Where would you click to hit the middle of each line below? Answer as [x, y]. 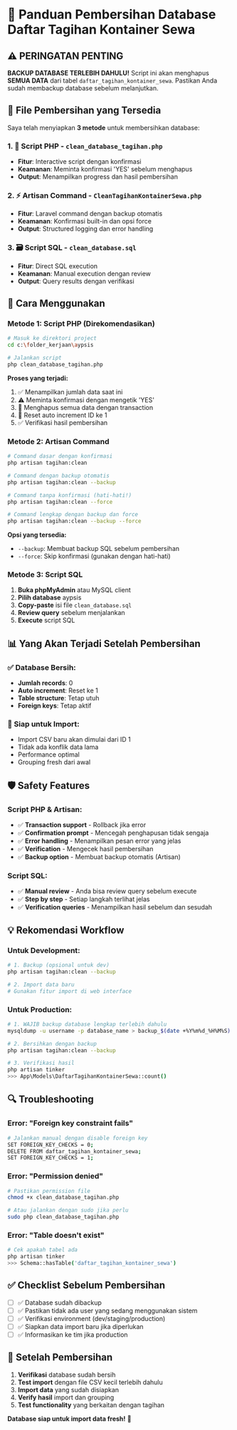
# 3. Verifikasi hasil [41, 1063]
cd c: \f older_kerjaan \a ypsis [51, 345]
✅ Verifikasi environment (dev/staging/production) [91, 1318]
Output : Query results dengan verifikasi [76, 281]
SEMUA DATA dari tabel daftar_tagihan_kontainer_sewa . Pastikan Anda [112, 80]
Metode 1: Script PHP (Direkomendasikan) [81, 324]
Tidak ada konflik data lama [58, 747]
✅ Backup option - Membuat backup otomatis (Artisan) [99, 857]
